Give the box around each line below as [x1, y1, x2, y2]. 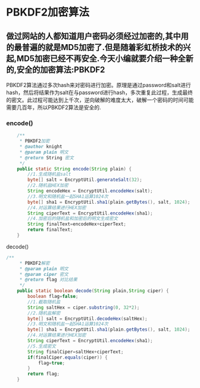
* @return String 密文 [19, 154, 74, 161]
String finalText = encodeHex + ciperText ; [27, 221, 127, 227]
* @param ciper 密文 [19, 271, 69, 277]
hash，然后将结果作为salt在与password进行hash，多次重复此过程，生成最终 [6, 89, 193, 96]
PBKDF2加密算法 [6, 5, 90, 19]
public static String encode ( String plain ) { [17, 166, 132, 172]
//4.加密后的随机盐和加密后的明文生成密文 [27, 216, 118, 222]
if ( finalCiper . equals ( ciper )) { [27, 354, 108, 361]
